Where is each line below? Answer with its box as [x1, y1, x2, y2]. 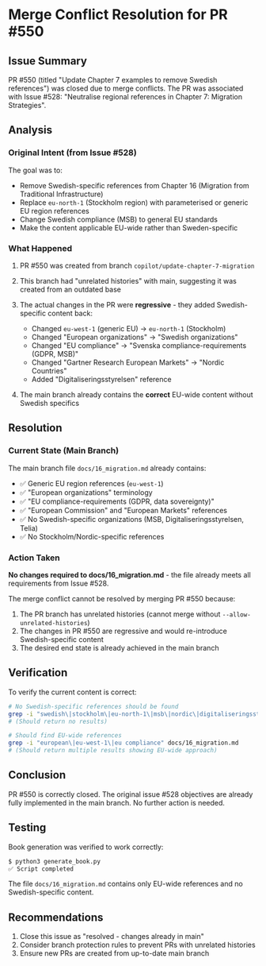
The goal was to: [8, 165, 63, 175]
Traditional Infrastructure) [19, 189, 104, 199]
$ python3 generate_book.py [8, 857, 101, 865]
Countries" [31, 365, 67, 375]
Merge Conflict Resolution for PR [8, 6, 228, 24]
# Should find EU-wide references [8, 732, 123, 740]
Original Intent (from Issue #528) [8, 147, 137, 158]
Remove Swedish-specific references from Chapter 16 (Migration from [19, 180, 249, 190]
